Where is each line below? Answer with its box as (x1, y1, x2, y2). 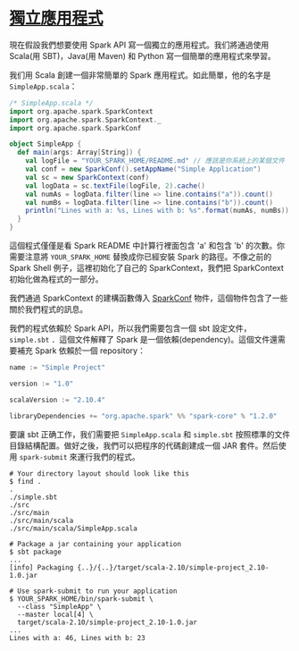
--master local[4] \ (17, 610, 94, 619)
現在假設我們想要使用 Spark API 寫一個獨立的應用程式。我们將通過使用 (9, 39, 270, 50)
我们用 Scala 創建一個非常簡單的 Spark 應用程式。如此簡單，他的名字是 (9, 69, 271, 80)
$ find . (9, 477, 42, 486)
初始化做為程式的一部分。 (9, 274, 104, 284)
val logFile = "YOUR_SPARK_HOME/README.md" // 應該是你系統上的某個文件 (25, 156, 286, 165)
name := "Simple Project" (9, 363, 105, 372)
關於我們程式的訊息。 (9, 304, 87, 315)
